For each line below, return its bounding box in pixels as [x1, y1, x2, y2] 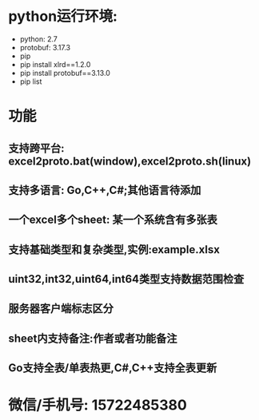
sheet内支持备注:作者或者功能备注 [8, 331, 177, 345]
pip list [19, 77, 42, 86]
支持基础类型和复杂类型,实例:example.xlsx [8, 243, 220, 256]
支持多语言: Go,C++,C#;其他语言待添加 [8, 183, 201, 196]
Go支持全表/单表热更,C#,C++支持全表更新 [8, 361, 217, 375]
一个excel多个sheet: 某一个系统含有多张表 [8, 213, 217, 227]
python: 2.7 [19, 34, 58, 44]
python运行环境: [8, 7, 118, 26]
